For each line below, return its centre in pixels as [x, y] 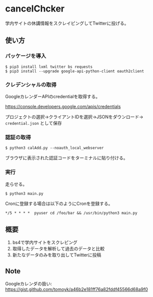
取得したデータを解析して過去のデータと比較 [58, 249]
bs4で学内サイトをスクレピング [45, 242]
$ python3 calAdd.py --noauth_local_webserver [54, 148]
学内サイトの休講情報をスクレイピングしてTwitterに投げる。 [67, 23]
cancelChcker [35, 9]
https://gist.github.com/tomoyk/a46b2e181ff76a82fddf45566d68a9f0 [77, 289]
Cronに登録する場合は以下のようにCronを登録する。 [59, 203]
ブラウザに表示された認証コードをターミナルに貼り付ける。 [66, 158]
